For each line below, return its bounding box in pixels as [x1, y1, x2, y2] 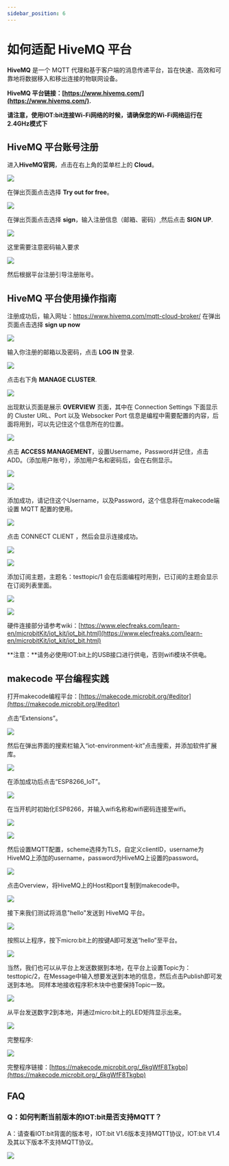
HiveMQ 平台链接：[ [7, 88, 65, 97]
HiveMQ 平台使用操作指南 [7, 292, 117, 304]
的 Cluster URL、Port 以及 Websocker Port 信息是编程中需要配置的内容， [7, 412, 213, 420]
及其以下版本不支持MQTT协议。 [7, 1138, 97, 1146]
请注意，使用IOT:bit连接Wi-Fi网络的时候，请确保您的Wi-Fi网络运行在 [7, 110, 203, 119]
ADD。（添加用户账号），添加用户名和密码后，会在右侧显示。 [7, 456, 176, 464]
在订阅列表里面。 [7, 581, 56, 590]
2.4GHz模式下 [7, 119, 48, 128]
